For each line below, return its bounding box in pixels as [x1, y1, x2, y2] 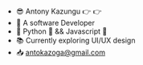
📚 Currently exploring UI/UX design [15, 35, 136, 45]
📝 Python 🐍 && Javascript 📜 [15, 26, 108, 36]
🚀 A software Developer [15, 18, 95, 27]
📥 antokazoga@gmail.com [15, 47, 106, 57]
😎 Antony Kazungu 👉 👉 [15, 6, 102, 16]
